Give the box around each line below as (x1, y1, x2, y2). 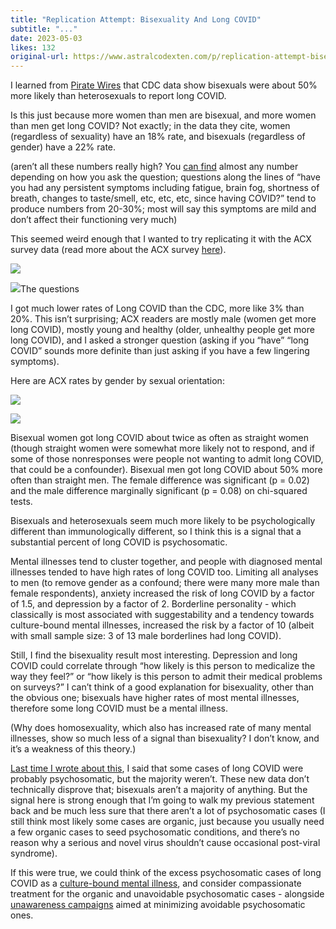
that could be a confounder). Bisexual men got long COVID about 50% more (10, 464, 323, 476)
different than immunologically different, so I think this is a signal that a (10, 526, 302, 538)
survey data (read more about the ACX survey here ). (10, 244, 227, 256)
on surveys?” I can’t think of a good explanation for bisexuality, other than (10, 681, 315, 693)
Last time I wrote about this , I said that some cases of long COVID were (10, 762, 304, 775)
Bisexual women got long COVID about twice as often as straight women (10, 432, 309, 444)
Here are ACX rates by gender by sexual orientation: (10, 375, 225, 387)
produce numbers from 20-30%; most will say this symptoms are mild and (10, 203, 317, 215)
